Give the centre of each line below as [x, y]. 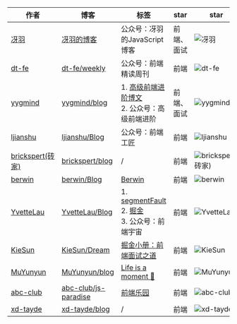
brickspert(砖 [33, 156]
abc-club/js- [84, 288]
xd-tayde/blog [86, 309]
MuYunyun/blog [88, 272]
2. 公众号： [139, 108]
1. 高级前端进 [143, 87]
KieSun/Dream [86, 250]
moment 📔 [138, 276]
